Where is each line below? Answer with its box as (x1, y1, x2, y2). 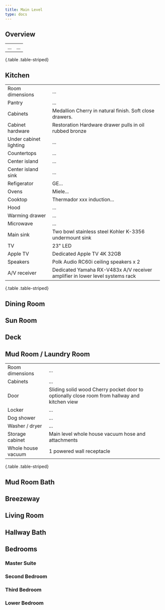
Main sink (7, 231, 30, 238)
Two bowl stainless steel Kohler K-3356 (52, 228, 145, 235)
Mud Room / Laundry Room (5, 350, 90, 358)
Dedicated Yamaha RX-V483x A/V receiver (52, 267, 152, 273)
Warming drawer (7, 212, 46, 219)
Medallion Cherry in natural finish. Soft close (52, 107, 155, 114)
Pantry (7, 99, 23, 106)
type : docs (5, 12, 27, 17)
